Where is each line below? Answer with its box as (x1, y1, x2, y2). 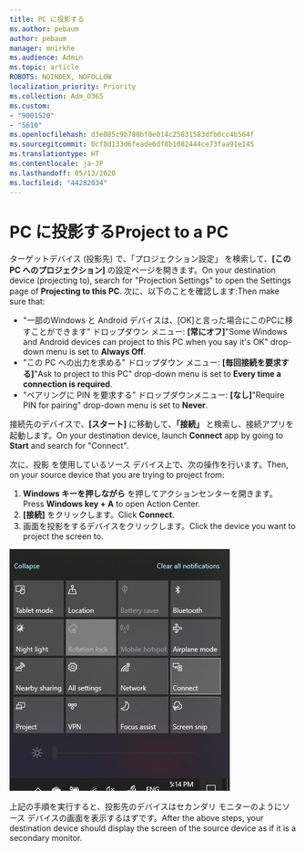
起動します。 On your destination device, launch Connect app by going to (9, 430, 284, 442)
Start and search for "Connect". (9, 441, 129, 452)
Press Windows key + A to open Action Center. (22, 498, 200, 510)
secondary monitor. (9, 833, 83, 844)
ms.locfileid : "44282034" (9, 178, 107, 187)
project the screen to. (22, 531, 104, 542)
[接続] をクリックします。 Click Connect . (22, 509, 175, 520)
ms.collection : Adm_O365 (9, 91, 104, 100)
